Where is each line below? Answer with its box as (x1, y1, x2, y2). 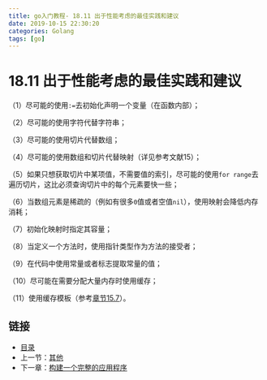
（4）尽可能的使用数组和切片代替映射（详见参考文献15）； (8, 152, 202, 162)
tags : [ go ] (8, 34, 45, 43)
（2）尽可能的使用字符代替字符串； (8, 118, 127, 127)
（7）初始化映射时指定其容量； (8, 224, 112, 234)
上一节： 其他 (19, 352, 63, 362)
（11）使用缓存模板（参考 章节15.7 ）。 (8, 293, 131, 303)
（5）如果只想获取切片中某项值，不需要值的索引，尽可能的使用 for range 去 (8, 170, 259, 179)
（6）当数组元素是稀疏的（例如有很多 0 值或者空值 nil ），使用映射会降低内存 (8, 196, 259, 207)
